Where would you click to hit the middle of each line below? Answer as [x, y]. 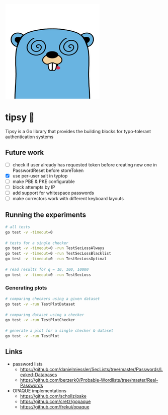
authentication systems [29, 137]
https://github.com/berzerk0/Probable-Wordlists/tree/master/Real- [89, 380]
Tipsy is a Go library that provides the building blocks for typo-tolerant [78, 131]
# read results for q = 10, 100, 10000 [47, 269]
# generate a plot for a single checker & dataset [59, 331]
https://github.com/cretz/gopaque [55, 401]
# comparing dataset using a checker [45, 315]
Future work [25, 153]
